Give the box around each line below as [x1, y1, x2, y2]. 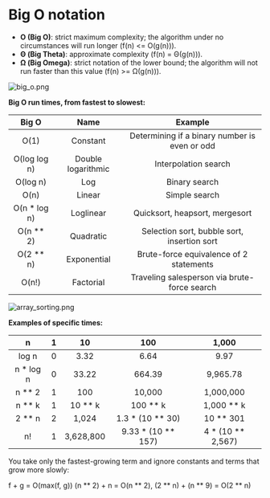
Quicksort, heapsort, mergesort [133, 207, 252, 218]
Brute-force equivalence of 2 [137, 248, 248, 259]
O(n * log [13, 202, 49, 214]
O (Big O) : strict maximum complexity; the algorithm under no [19, 32, 224, 42]
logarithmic [67, 163, 110, 174]
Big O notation [8, 6, 106, 24]
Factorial [72, 276, 105, 288]
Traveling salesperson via [130, 271, 227, 283]
